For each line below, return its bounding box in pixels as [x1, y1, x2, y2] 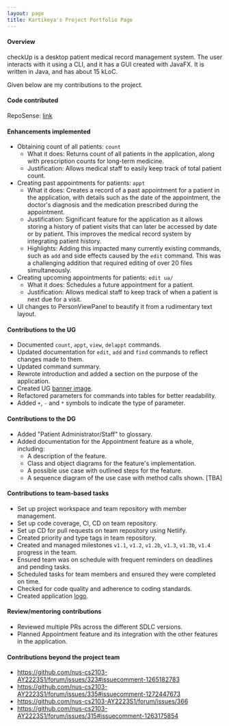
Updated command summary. [16, 362, 101, 371]
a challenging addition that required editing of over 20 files [27, 259, 193, 267]
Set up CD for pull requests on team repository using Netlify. [16, 526, 187, 534]
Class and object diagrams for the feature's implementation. [27, 459, 196, 467]
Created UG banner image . [16, 384, 93, 392]
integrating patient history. [27, 237, 102, 245]
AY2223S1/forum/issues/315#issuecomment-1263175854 [16, 712, 179, 720]
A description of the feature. [27, 451, 107, 460]
